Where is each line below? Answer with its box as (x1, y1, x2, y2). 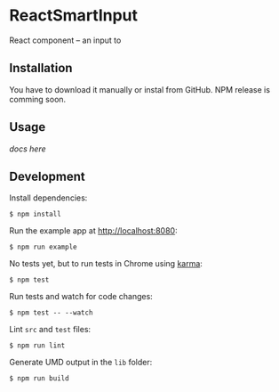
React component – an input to (9, 35, 122, 45)
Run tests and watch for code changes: (9, 291, 153, 302)
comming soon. (9, 94, 67, 104)
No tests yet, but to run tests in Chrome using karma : (9, 258, 203, 269)
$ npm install (9, 210, 62, 219)
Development (9, 168, 86, 184)
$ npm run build (9, 374, 69, 383)
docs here (9, 143, 46, 154)
